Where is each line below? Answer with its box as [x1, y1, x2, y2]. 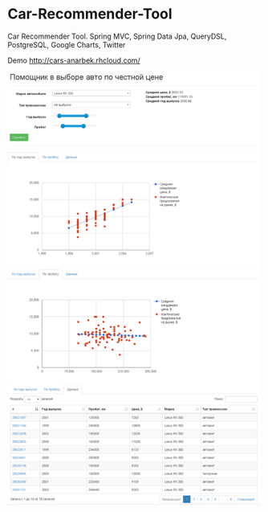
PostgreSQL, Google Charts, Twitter [7, 39, 126, 49]
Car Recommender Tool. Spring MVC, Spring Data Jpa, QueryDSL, [7, 31, 227, 41]
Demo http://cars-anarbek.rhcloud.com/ [7, 55, 141, 65]
